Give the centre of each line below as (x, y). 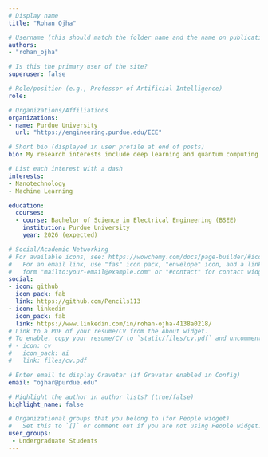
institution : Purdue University (76, 228)
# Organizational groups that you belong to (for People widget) (119, 419)
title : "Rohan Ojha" (43, 23)
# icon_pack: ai (39, 353)
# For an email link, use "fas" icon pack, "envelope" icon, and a (126, 264)
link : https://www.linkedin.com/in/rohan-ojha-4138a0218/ (114, 324)
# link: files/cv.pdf (48, 360)
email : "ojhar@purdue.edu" (53, 382)
